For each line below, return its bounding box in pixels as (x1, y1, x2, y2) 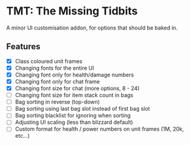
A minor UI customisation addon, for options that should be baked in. (6, 24, 178, 31)
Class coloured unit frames (15, 57, 83, 64)
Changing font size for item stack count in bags (15, 91, 134, 99)
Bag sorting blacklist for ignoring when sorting (15, 112, 131, 119)
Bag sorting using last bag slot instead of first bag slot (15, 105, 150, 113)
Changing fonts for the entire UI (15, 64, 94, 72)
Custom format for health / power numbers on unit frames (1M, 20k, (15, 125, 185, 133)
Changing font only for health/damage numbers (15, 71, 134, 78)
